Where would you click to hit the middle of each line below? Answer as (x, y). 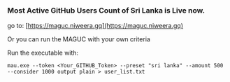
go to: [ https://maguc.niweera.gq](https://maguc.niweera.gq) (95, 26)
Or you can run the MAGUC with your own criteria (79, 39)
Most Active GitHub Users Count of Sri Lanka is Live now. (106, 11)
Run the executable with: (43, 53)
